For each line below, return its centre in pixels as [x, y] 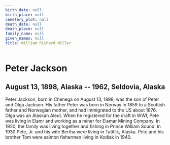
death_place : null [25, 29]
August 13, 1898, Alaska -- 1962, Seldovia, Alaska [85, 87]
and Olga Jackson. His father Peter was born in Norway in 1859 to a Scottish [85, 104]
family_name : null [25, 34]
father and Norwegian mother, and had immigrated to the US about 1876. [81, 110]
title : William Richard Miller [38, 43]
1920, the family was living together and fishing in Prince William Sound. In [83, 126]
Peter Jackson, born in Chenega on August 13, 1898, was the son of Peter [82, 99]
